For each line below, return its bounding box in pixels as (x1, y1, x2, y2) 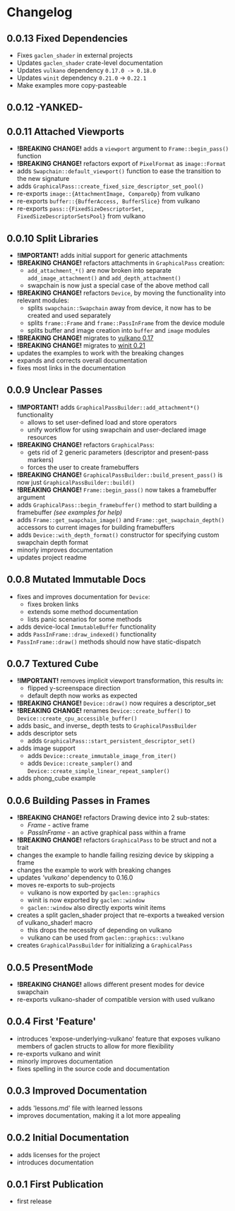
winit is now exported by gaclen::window (27, 896, 145, 904)
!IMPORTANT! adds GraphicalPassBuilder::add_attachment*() (16, 403, 200, 411)
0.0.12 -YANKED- (6, 102, 83, 114)
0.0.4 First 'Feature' (6, 1015, 97, 1028)
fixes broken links (27, 600, 79, 608)
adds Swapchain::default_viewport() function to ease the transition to (16, 167, 222, 175)
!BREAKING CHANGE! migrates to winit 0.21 (16, 341, 145, 350)
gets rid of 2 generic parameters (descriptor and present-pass (27, 448, 209, 456)
